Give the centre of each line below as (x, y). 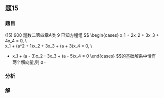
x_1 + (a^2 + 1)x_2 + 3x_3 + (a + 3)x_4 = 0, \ (48, 46)
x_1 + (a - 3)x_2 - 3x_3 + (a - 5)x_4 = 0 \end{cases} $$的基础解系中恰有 (84, 56)
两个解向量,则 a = (29, 62)
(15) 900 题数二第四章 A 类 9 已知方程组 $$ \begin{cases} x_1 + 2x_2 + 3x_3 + (82, 35)
